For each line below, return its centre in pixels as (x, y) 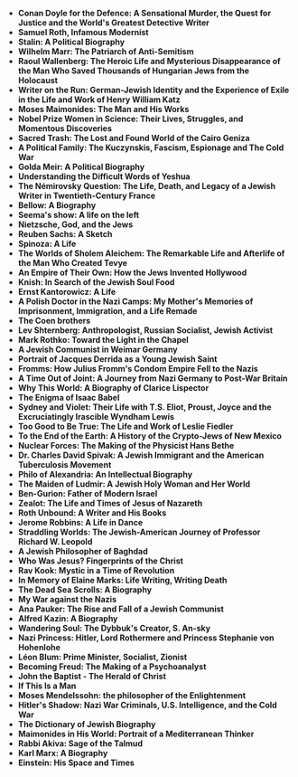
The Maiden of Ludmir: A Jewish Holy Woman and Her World (134, 484)
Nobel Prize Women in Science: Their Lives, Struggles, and (130, 118)
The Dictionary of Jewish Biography (87, 724)
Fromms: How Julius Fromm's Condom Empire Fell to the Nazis (138, 369)
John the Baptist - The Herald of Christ (92, 676)
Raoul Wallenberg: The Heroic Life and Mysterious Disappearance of (149, 61)
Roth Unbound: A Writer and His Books (92, 513)
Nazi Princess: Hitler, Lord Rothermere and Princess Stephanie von (146, 638)
